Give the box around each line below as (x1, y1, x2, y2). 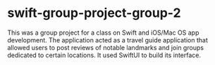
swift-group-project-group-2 (7, 5, 181, 21)
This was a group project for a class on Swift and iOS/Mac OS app (7, 28, 199, 37)
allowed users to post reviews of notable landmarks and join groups (7, 43, 204, 52)
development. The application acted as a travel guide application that (7, 35, 208, 44)
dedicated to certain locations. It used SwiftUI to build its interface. (7, 51, 202, 59)
